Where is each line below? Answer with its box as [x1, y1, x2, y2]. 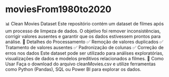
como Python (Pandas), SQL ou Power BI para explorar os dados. [5, 66, 142, 72]
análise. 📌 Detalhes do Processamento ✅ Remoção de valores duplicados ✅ [5, 38, 163, 45]
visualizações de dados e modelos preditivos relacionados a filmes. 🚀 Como [5, 55, 164, 61]
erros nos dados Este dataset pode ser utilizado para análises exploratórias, [5, 50, 163, 56]
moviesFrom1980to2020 [5, 4, 112, 15]
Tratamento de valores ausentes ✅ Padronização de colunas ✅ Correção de [5, 44, 164, 50]
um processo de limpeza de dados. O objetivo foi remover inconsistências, [5, 28, 161, 34]
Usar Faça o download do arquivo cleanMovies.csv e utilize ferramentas [5, 61, 156, 67]
